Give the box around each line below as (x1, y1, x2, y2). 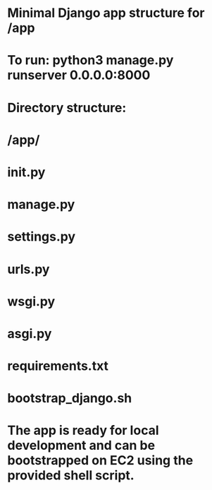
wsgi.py (7, 293, 56, 309)
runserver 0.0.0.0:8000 (7, 67, 151, 83)
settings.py (7, 229, 76, 245)
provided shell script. (7, 467, 135, 484)
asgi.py (7, 325, 52, 342)
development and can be (7, 438, 156, 453)
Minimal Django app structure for (7, 5, 205, 21)
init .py (7, 164, 46, 180)
